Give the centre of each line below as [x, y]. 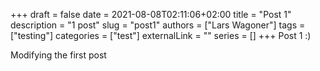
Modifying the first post [58, 55]
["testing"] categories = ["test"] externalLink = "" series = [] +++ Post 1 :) [161, 35]
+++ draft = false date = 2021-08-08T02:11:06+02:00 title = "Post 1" [151, 14]
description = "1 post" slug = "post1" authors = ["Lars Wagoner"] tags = [158, 25]
